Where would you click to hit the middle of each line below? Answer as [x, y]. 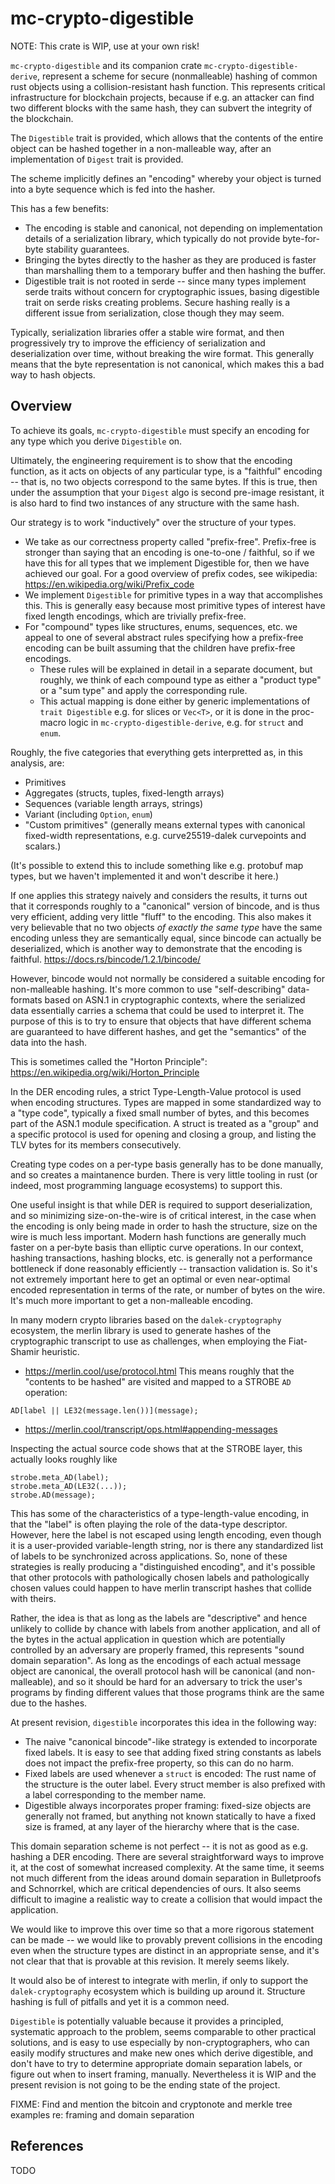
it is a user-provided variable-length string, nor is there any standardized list [167, 1545]
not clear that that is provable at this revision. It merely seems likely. [150, 1961]
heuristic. [60, 1351]
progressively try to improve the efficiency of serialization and [138, 343]
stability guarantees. [87, 249]
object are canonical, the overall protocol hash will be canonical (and [152, 1671]
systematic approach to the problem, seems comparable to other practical [163, 2031]
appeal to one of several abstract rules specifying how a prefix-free [164, 637]
